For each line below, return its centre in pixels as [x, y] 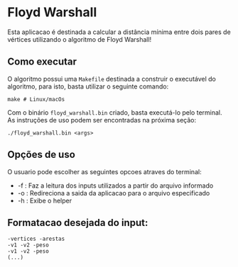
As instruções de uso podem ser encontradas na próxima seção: [102, 120]
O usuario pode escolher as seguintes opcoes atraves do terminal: [104, 171]
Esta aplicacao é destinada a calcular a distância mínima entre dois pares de [119, 32]
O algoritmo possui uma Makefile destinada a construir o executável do [112, 79]
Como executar [42, 62]
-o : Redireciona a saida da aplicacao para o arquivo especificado [114, 193]
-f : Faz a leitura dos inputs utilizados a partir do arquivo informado [115, 186]
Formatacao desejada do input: [78, 223]
